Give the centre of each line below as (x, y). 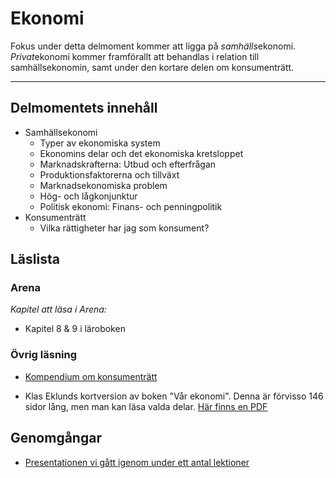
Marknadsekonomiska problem (103, 185)
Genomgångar (56, 438)
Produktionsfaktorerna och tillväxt (109, 174)
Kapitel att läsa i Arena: (58, 309)
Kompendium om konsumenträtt (91, 376)
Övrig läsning (44, 355)
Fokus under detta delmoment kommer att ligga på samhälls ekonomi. (153, 46)
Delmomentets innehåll (84, 108)
